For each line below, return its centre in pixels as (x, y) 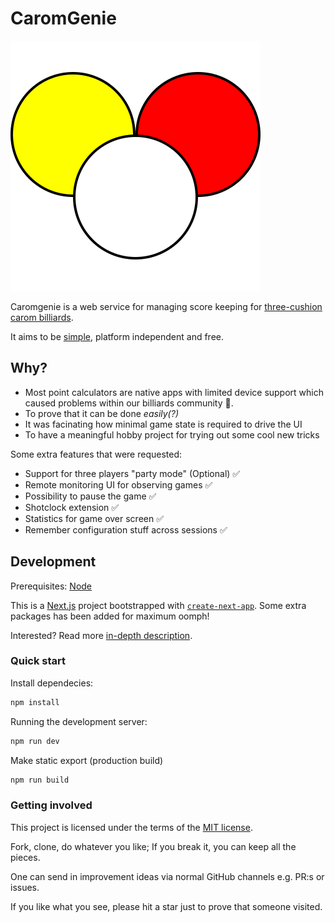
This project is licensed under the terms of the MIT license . (131, 827)
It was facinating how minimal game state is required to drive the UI (163, 424)
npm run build (40, 780)
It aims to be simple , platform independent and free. (117, 336)
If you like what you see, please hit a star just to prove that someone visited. (166, 906)
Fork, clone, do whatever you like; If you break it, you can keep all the (153, 846)
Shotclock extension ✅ (72, 507)
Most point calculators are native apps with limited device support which (174, 392)
